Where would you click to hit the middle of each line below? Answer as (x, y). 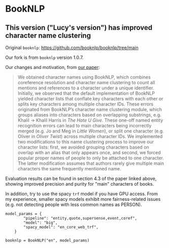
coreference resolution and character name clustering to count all (86, 82)
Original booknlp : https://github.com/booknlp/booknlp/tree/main (72, 48)
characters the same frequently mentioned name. (69, 169)
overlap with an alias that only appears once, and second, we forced (89, 152)
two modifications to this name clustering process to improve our (86, 142)
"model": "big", (41, 223)
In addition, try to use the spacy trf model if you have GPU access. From (82, 194)
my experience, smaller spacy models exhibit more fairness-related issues (83, 199)
